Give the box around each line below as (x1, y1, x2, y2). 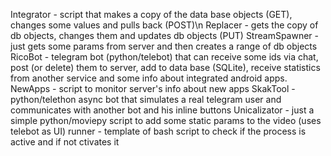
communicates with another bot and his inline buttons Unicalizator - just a (10, 104, 315, 116)
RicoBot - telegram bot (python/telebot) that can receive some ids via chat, (10, 51, 319, 63)
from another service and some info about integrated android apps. (10, 72, 288, 84)
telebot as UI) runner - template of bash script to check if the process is (10, 125, 307, 137)
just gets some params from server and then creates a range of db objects (10, 40, 318, 52)
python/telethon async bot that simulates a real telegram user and (10, 94, 282, 105)
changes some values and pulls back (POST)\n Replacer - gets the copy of (10, 19, 319, 31)
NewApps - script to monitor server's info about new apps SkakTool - (10, 83, 296, 94)
